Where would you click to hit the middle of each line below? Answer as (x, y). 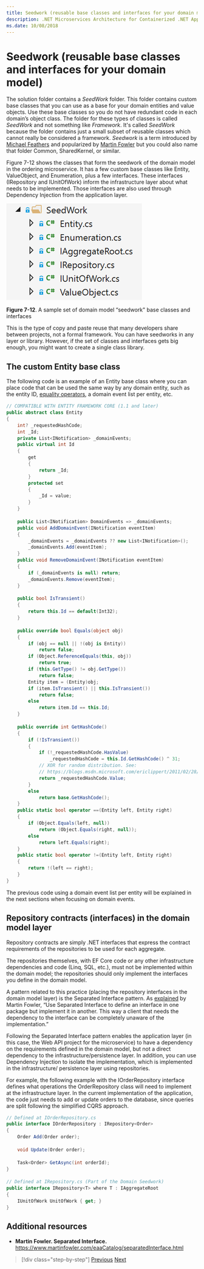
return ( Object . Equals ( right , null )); (88, 829)
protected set (46, 483)
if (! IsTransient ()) (54, 740)
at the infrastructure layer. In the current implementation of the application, (100, 1093)
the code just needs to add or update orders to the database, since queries (100, 1099)
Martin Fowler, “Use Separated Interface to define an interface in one (93, 1004)
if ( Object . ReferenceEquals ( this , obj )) (80, 656)
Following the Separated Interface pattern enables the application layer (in (99, 1036)
